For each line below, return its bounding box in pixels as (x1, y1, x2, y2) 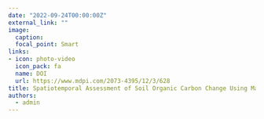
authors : (8, 92, 37, 99)
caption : (15, 33, 44, 41)
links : (8, 48, 30, 56)
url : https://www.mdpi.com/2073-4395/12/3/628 (15, 77, 170, 85)
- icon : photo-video (8, 56, 76, 63)
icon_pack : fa (15, 63, 61, 70)
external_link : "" (8, 19, 68, 27)
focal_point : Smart (15, 41, 79, 49)
